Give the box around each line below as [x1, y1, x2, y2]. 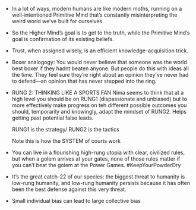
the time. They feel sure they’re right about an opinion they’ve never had [11, 71, 189, 78]
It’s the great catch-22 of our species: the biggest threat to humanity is [11, 173, 185, 180]
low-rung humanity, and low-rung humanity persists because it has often [11, 180, 191, 186]
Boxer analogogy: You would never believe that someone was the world [11, 59, 187, 65]
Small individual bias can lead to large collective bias [11, 198, 141, 204]
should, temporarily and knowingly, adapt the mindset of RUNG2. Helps [11, 108, 187, 115]
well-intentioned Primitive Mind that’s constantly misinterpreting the [11, 11, 178, 18]
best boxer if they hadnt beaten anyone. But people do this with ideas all [11, 65, 189, 72]
